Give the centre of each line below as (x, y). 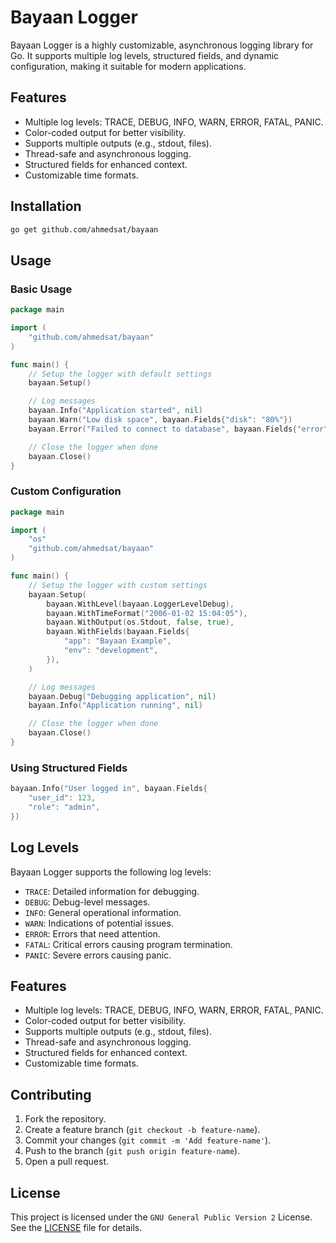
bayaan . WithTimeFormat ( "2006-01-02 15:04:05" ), (147, 613)
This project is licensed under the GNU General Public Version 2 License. (161, 1217)
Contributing (51, 1094)
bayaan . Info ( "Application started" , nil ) (115, 411)
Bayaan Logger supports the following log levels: (111, 872)
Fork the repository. (65, 1119)
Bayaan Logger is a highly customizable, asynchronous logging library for (162, 45)
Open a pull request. (67, 1162)
